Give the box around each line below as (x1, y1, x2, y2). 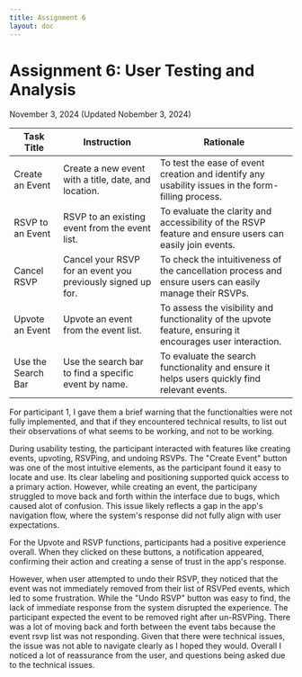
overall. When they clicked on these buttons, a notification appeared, (9, 547, 265, 557)
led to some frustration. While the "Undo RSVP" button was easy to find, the (9, 592, 291, 603)
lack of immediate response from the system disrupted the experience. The (9, 602, 289, 613)
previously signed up (62, 276, 152, 289)
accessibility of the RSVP (160, 217, 266, 229)
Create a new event (62, 163, 146, 175)
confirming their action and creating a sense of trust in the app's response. (9, 557, 287, 567)
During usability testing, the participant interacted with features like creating (9, 443, 291, 454)
